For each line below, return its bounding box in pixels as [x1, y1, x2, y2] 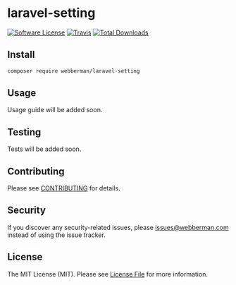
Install [7, 49, 35, 61]
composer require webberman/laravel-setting [7, 67, 140, 75]
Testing [7, 126, 42, 138]
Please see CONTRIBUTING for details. [7, 184, 121, 193]
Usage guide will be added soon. [7, 106, 103, 114]
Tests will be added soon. [7, 145, 82, 153]
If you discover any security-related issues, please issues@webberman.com [7, 223, 229, 231]
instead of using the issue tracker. [7, 231, 106, 239]
